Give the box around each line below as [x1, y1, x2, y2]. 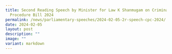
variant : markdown [5, 41, 45, 46]
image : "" [5, 37, 27, 42]
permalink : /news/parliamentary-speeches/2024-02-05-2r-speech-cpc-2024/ [5, 17, 166, 22]
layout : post [5, 27, 33, 32]
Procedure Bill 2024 [10, 12, 54, 17]
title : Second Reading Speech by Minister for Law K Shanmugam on [5, 7, 150, 13]
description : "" [5, 31, 40, 37]
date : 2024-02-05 [5, 22, 42, 27]
